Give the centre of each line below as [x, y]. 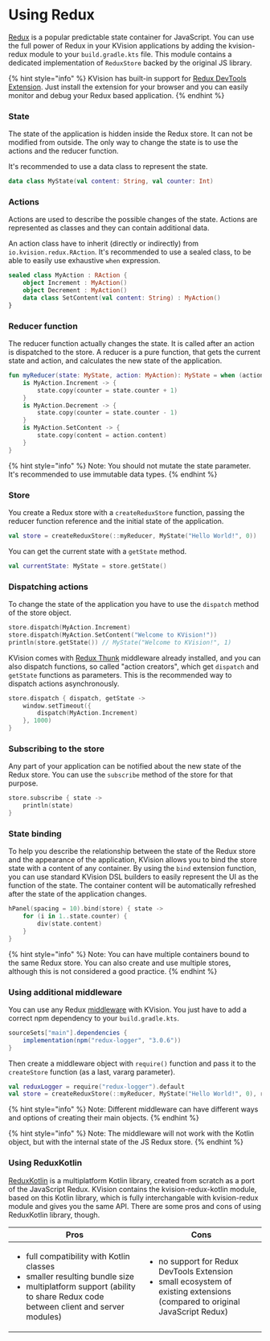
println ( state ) [48, 806]
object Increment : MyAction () [75, 283]
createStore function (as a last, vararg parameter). [92, 1071]
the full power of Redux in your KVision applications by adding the [118, 45]
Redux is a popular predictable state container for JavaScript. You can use [131, 37]
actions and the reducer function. [63, 151]
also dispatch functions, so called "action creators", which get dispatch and [133, 666]
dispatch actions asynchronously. [64, 683]
